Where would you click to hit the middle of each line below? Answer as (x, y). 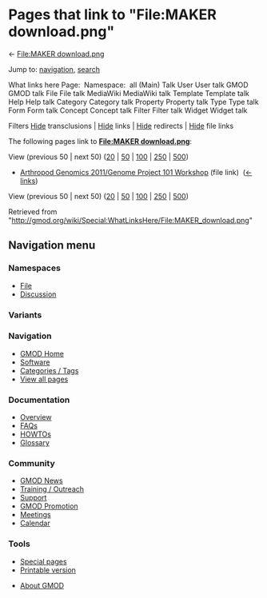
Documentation (39, 400)
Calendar (35, 523)
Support (33, 498)
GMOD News (41, 480)
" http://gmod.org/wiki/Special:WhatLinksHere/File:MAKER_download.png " (131, 220)
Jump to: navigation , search (54, 69)
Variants (25, 315)
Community (32, 464)
